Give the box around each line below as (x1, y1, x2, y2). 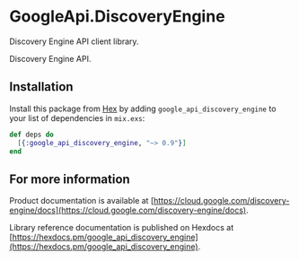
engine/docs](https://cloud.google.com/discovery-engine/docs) (9, 204, 247, 216)
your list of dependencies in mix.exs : (9, 112, 145, 123)
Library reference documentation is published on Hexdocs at (9, 222, 234, 233)
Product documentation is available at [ (9, 196, 154, 206)
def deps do (9, 130, 54, 139)
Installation (9, 79, 74, 95)
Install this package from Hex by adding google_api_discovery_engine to (9, 103, 277, 114)
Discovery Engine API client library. (9, 36, 139, 47)
